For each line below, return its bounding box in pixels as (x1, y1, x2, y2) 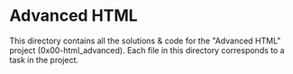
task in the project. (9, 54, 79, 65)
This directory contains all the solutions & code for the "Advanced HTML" (9, 35, 281, 46)
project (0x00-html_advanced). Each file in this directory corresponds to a (9, 44, 286, 55)
